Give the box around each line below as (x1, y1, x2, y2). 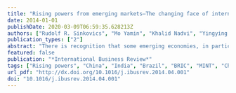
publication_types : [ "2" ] (7, 36, 83, 43)
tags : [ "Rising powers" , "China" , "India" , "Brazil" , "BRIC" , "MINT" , (7, 62, 218, 69)
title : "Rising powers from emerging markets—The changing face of (7, 10, 209, 17)
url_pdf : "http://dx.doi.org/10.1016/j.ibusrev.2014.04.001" (7, 69, 190, 76)
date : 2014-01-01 (7, 17, 58, 24)
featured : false (7, 50, 55, 57)
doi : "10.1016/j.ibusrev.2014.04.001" (7, 75, 121, 83)
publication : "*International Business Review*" (7, 56, 152, 63)
